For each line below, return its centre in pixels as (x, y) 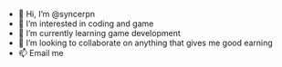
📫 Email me (41, 53)
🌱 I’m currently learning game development (99, 33)
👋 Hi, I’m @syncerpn (57, 14)
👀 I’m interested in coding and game (86, 24)
